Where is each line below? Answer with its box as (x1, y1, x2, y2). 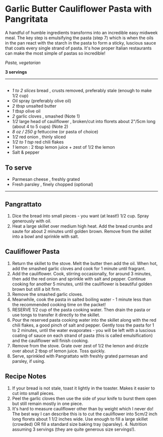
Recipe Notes (5, 372, 47, 381)
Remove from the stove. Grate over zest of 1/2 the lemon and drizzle (12, 343, 149, 348)
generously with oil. (12, 218, 52, 224)
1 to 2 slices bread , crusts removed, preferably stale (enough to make (12, 88, 152, 94)
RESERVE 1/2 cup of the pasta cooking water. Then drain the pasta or (12, 307, 151, 312)
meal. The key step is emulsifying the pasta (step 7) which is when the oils (5, 35, 154, 41)
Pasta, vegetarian (5, 60, 41, 65)
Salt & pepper (12, 149, 40, 156)
